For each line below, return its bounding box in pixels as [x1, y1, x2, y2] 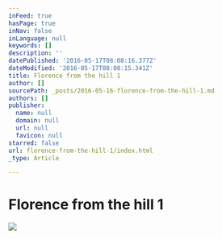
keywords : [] [8, 42, 52, 50]
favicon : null [15, 131, 63, 139]
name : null [15, 109, 52, 117]
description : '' [8, 49, 63, 57]
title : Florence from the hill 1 [8, 72, 121, 80]
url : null [15, 124, 48, 132]
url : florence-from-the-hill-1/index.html [8, 146, 153, 155]
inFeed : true [8, 11, 52, 20]
